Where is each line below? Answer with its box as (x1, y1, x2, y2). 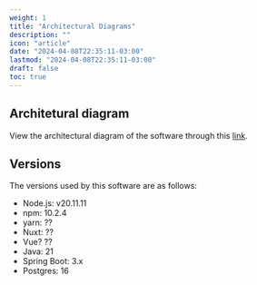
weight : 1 (9, 13, 47, 23)
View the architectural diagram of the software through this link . (9, 130, 248, 141)
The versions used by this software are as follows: (9, 181, 198, 192)
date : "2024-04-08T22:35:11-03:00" (9, 47, 144, 56)
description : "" (9, 30, 71, 39)
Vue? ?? (22, 237, 53, 248)
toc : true (9, 73, 47, 82)
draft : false (9, 64, 59, 74)
